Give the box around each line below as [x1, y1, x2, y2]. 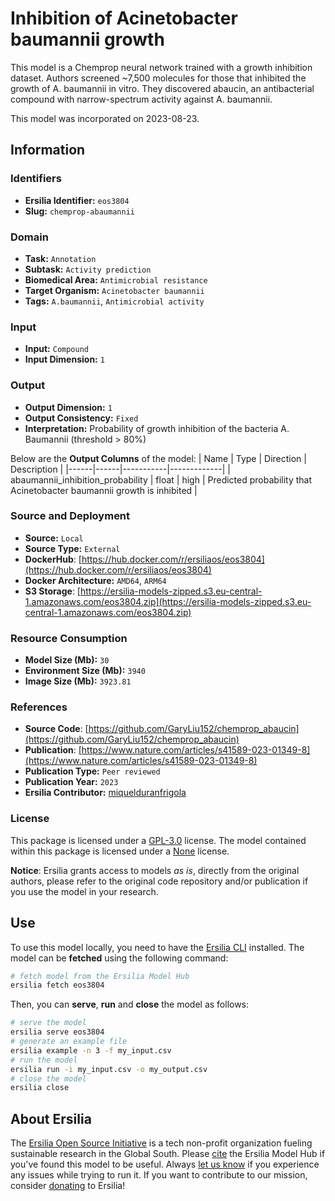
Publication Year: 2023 [24, 776, 119, 788]
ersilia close [10, 1083, 70, 1093]
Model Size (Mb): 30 [24, 654, 110, 666]
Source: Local [24, 532, 84, 544]
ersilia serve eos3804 [10, 1027, 105, 1037]
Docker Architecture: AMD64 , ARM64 [24, 574, 167, 586]
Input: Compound [24, 343, 90, 355]
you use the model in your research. [10, 885, 159, 897]
